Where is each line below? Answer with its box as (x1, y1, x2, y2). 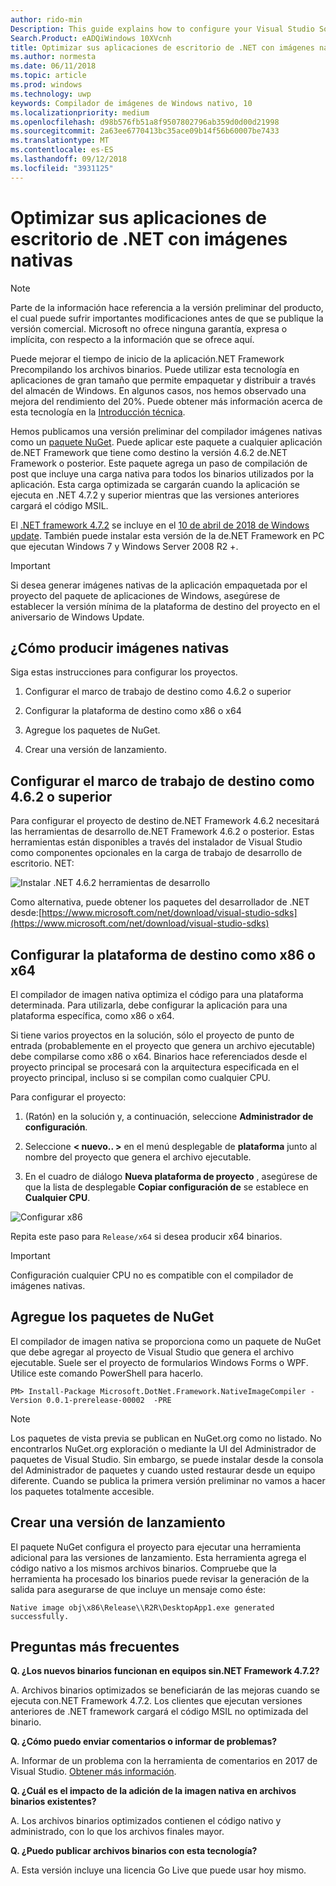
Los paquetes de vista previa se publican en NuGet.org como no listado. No (10, 1432, 322, 1444)
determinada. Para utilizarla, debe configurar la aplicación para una (10, 999, 288, 1011)
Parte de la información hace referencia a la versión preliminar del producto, (10, 301, 324, 313)
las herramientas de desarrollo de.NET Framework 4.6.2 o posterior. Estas (10, 826, 315, 838)
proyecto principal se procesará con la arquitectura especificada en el (10, 1061, 300, 1073)
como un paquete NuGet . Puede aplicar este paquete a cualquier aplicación (10, 436, 323, 448)
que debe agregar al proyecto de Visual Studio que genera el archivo (10, 1346, 295, 1358)
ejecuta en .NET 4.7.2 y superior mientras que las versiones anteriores (10, 489, 300, 501)
